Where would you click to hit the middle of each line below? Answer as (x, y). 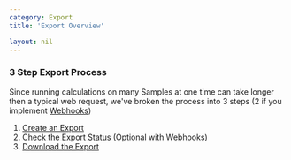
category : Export (41, 17)
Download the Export (61, 146)
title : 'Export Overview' (57, 26)
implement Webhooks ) (50, 110)
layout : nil (31, 42)
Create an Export (53, 127)
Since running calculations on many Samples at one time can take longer (142, 91)
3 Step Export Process (58, 72)
